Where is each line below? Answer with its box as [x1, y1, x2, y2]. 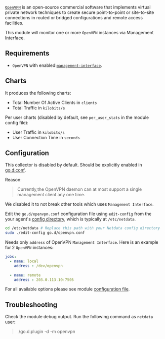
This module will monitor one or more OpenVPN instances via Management [5, 30, 154, 35]
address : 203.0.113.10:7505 [14, 277, 74, 282]
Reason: [5, 177, 22, 183]
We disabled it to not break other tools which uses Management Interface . [5, 201, 154, 207]
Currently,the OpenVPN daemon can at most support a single [17, 186, 142, 192]
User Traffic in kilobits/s [12, 129, 65, 135]
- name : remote [9, 273, 41, 278]
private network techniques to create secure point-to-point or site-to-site [5, 9, 154, 15]
